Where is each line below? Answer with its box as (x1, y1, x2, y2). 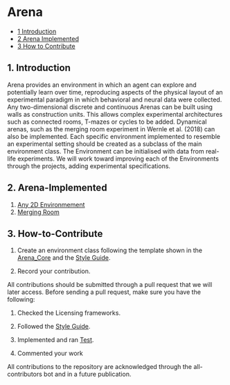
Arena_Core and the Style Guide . (17, 254, 111, 262)
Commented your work (17, 349, 83, 358)
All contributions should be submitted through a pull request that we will (7, 281, 213, 289)
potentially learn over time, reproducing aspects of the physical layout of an (7, 88, 223, 96)
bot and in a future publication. (44, 370, 132, 379)
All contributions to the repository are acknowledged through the (7, 363, 193, 371)
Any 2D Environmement (17, 200, 85, 208)
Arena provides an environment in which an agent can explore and (7, 81, 197, 89)
